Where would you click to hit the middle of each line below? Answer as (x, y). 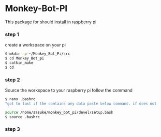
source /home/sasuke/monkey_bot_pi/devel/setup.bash (59, 112)
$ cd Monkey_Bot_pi (25, 59)
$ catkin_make (19, 63)
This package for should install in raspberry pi (51, 22)
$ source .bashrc (22, 117)
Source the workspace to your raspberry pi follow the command (69, 91)
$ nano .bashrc (20, 99)
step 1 (12, 34)
